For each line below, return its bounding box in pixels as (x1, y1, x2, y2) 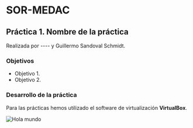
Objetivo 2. (14, 77, 42, 84)
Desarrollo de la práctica (6, 91, 77, 99)
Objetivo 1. (14, 70, 40, 77)
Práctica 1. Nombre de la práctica (6, 27, 129, 37)
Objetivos (6, 57, 35, 65)
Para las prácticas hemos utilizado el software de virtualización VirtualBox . (6, 104, 187, 111)
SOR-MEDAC (6, 4, 70, 17)
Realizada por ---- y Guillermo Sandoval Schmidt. (6, 42, 126, 49)
